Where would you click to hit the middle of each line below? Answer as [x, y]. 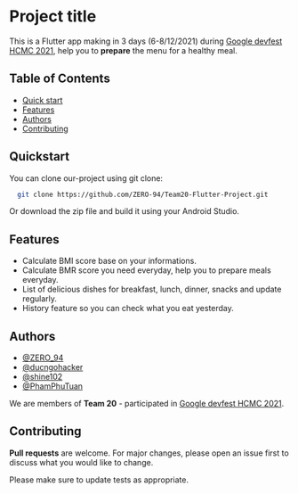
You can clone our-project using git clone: [86, 178]
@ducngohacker [52, 367]
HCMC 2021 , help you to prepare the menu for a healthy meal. [123, 50]
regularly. [40, 299]
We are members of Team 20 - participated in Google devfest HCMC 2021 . [147, 404]
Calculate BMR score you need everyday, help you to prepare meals [146, 270]
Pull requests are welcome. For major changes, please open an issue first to [149, 453]
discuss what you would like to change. [81, 462]
